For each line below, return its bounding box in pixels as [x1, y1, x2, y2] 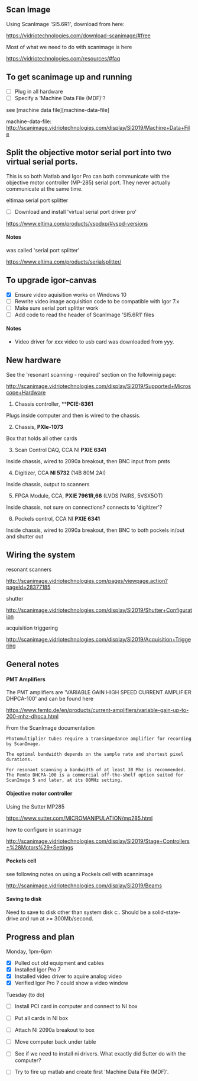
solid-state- [151, 909, 181, 916]
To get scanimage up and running [6, 72, 132, 82]
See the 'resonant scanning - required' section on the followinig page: [6, 371, 177, 378]
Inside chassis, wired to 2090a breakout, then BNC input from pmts [6, 457, 170, 464]
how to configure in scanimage [6, 826, 82, 833]
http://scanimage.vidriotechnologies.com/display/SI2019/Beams [6, 882, 163, 889]
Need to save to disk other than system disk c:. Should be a [6, 909, 151, 916]
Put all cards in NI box [14, 1015, 69, 1022]
